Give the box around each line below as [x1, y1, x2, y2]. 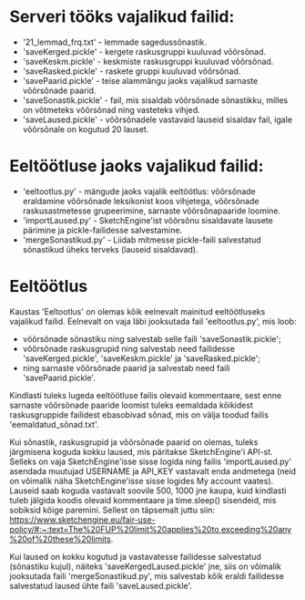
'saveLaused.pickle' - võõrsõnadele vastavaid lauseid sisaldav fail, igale [22, 114, 293, 125]
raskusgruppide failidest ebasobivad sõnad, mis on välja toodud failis [9, 409, 269, 420]
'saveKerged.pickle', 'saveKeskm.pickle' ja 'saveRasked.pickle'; [22, 353, 261, 364]
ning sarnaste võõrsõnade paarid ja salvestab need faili [22, 362, 230, 373]
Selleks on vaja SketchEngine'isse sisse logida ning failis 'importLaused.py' [9, 456, 292, 467]
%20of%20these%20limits [9, 533, 111, 544]
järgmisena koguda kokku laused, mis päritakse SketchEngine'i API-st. [9, 446, 273, 457]
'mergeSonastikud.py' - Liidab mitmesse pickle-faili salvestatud [22, 234, 261, 245]
